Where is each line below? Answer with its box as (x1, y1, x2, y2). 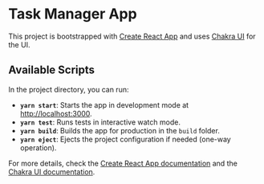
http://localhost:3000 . (19, 108, 92, 118)
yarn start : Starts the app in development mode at (19, 100, 189, 109)
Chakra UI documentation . (8, 166, 95, 177)
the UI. (8, 39, 30, 49)
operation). (19, 142, 57, 153)
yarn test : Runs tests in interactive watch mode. (19, 117, 181, 127)
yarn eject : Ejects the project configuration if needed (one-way (19, 134, 231, 144)
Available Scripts (8, 63, 95, 77)
